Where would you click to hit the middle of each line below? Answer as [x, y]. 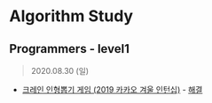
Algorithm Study [71, 16]
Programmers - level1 [70, 49]
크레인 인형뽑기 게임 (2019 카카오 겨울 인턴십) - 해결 [112, 89]
